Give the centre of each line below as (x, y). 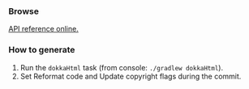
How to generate (42, 50)
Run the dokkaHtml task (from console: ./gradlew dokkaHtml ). (122, 67)
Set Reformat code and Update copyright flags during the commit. (131, 76)
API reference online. (43, 29)
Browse (24, 11)
